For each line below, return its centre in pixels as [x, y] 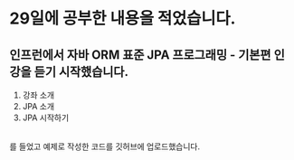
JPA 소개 [38, 106]
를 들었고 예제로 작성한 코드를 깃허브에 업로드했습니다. [105, 146]
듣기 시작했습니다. [81, 72]
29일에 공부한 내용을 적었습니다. [123, 19]
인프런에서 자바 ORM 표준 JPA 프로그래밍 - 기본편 [140, 55]
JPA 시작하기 [46, 118]
